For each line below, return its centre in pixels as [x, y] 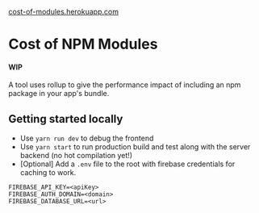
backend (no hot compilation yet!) [76, 156]
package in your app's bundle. [59, 94]
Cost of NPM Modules [83, 44]
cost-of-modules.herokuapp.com [64, 12]
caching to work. [48, 173]
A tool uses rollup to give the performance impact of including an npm [125, 85]
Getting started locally [66, 119]
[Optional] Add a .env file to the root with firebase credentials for [127, 164]
